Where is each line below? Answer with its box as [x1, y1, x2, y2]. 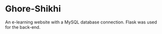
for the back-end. [5, 24, 41, 30]
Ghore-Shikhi [5, 3, 61, 14]
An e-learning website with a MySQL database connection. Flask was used [5, 19, 158, 25]
